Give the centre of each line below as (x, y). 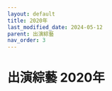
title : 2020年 (28, 21)
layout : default (31, 14)
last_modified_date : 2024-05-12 (55, 27)
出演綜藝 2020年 (56, 78)
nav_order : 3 (27, 41)
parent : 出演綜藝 (31, 34)
